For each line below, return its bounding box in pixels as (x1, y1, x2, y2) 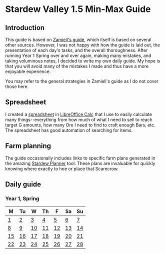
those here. (5, 83, 29, 89)
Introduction (5, 23, 45, 32)
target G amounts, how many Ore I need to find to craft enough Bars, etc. (5, 121, 155, 128)
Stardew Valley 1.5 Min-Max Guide (5, 3, 151, 15)
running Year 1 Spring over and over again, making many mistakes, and (5, 52, 151, 58)
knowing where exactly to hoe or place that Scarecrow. (5, 165, 119, 171)
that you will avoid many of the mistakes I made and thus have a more (5, 63, 149, 69)
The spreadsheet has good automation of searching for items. (5, 127, 133, 133)
